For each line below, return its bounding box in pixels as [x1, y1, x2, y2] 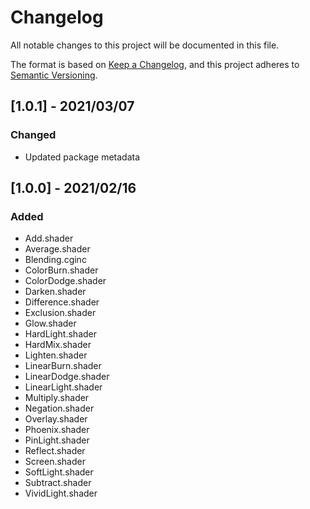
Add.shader [24, 232, 74, 245]
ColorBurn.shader [24, 264, 99, 276]
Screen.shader [24, 456, 86, 468]
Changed [10, 128, 57, 142]
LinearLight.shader [24, 381, 103, 393]
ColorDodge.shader [24, 275, 107, 287]
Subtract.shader [24, 477, 92, 489]
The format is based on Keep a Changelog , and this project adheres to [10, 58, 300, 70]
